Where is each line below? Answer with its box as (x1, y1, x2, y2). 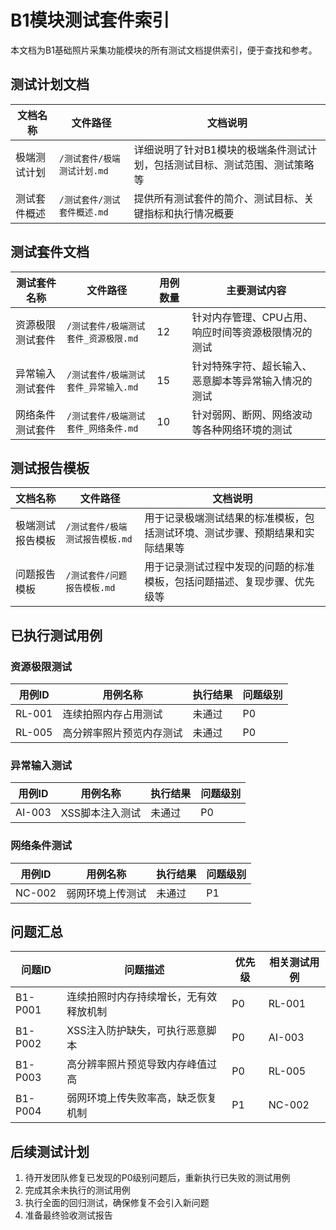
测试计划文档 (10, 76, 90, 93)
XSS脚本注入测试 (60, 806, 142, 820)
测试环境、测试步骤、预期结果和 (154, 526, 305, 540)
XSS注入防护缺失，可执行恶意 (66, 1024, 207, 1038)
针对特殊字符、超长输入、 (191, 359, 313, 373)
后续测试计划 (10, 1143, 90, 1160)
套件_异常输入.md (66, 381, 139, 393)
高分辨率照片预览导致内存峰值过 (66, 1057, 218, 1071)
